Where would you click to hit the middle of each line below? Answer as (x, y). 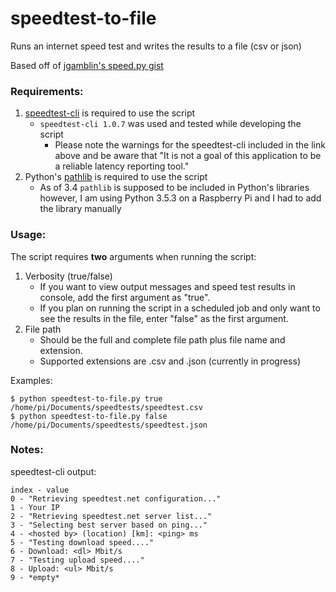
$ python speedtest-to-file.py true (86, 398)
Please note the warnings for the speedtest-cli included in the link (190, 145)
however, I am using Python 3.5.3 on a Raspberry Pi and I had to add (180, 198)
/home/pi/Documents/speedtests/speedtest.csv (106, 407)
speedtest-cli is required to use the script (110, 113)
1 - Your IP (35, 507)
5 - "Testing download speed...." (82, 542)
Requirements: (47, 91)
